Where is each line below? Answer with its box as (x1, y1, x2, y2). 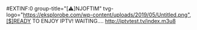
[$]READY (6, 18, 31, 24)
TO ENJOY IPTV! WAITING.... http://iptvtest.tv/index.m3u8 (32, 18, 176, 24)
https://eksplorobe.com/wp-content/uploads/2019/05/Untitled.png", (23, 11, 192, 18)
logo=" (6, 11, 23, 18)
